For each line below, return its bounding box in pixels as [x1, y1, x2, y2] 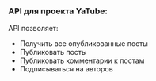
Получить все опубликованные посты [19, 39, 149, 48]
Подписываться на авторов [19, 64, 113, 74]
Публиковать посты [19, 48, 87, 57]
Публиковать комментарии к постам [19, 56, 145, 65]
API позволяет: [8, 24, 59, 33]
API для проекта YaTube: [8, 6, 108, 17]
